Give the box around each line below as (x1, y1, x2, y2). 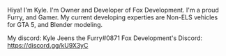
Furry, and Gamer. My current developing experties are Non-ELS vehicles (7, 13, 218, 21)
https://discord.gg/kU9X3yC (7, 41, 89, 49)
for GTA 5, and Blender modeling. (7, 21, 103, 28)
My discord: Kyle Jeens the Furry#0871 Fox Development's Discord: (7, 34, 203, 42)
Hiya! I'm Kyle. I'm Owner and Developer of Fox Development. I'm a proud (7, 6, 220, 14)
